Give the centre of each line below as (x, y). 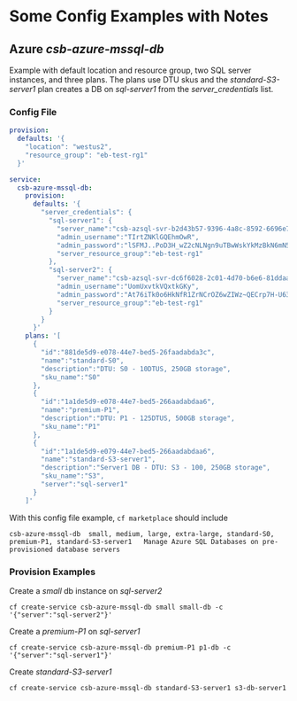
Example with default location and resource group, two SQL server (130, 70)
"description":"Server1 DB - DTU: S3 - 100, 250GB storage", (156, 468)
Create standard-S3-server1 (61, 672)
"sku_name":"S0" (71, 377)
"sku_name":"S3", (72, 476)
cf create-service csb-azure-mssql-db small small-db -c (116, 607)
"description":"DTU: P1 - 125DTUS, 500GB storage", (138, 418)
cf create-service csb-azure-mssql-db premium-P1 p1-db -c (120, 647)
